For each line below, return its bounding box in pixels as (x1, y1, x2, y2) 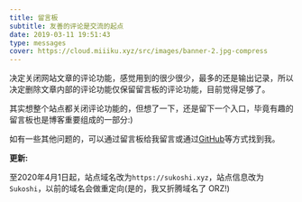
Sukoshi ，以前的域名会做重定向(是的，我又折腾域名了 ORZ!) (9, 183, 230, 194)
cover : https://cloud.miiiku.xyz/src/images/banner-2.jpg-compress (9, 47, 269, 56)
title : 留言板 (9, 13, 59, 23)
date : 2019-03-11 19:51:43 (9, 30, 111, 39)
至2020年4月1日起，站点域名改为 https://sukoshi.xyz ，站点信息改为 (9, 172, 264, 183)
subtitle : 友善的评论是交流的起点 (9, 22, 124, 31)
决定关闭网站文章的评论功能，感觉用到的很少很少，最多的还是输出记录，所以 (9, 73, 294, 84)
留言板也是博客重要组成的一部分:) (9, 115, 133, 125)
